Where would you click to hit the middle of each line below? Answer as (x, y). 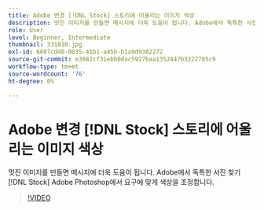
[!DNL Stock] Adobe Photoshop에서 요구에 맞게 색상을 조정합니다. (111, 182)
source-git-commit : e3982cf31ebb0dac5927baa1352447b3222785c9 (112, 60)
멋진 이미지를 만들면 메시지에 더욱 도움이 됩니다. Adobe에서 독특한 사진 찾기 (125, 172)
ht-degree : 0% (31, 81)
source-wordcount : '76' (47, 74)
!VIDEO (39, 198)
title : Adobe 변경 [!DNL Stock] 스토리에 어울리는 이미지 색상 (101, 15)
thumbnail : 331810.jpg (45, 45)
